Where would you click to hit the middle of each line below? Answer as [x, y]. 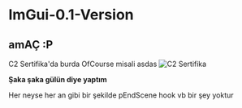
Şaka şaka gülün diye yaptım [58, 79]
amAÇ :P [31, 45]
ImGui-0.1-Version [71, 15]
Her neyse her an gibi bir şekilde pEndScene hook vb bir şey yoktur [121, 95]
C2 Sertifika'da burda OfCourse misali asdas [83, 64]
